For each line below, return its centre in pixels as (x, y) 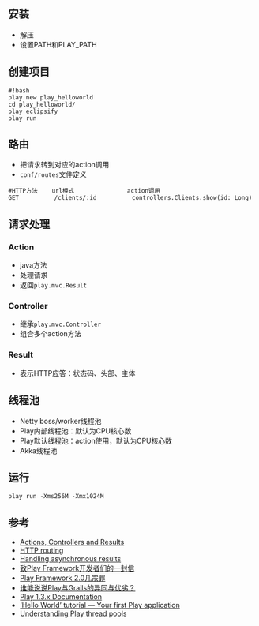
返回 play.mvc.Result (53, 285)
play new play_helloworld (51, 97)
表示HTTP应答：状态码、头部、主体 (77, 373)
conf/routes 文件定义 (53, 174)
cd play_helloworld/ (42, 104)
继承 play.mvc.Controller (60, 324)
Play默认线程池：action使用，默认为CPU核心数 (96, 440)
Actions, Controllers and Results (72, 542)
